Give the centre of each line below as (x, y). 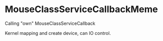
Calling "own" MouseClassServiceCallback (50, 23)
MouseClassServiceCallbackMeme (81, 9)
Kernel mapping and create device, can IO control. (58, 33)
